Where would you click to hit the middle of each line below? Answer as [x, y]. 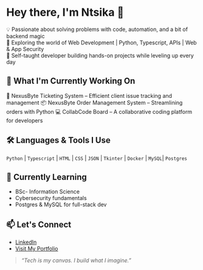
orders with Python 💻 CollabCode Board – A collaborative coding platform [99, 111]
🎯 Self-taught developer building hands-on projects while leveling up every [100, 55]
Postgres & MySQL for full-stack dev [61, 205]
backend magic [26, 36]
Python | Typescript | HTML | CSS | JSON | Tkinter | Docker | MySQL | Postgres [97, 158]
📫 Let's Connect [39, 224]
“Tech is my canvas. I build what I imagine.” [76, 260]
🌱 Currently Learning [46, 177]
